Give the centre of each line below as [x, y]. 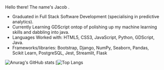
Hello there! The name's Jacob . [37, 7]
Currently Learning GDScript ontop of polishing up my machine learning [85, 27]
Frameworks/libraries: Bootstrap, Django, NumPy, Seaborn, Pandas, [81, 48]
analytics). [23, 22]
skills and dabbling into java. [41, 32]
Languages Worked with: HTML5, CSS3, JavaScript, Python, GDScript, [83, 37]
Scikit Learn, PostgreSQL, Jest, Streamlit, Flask [60, 53]
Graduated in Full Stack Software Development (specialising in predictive [86, 16]
